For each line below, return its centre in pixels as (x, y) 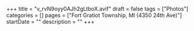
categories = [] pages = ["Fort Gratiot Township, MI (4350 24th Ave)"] (94, 15)
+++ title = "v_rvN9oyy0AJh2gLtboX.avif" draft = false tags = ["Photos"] (97, 9)
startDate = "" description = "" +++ (50, 22)
